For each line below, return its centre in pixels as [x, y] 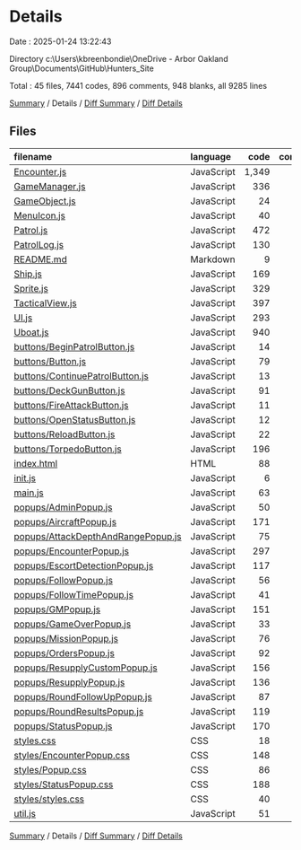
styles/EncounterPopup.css [72, 755]
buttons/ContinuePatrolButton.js [82, 376]
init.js [25, 478]
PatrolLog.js [39, 244]
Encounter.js [40, 171]
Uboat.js [31, 332]
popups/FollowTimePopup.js [74, 594]
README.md [40, 259]
